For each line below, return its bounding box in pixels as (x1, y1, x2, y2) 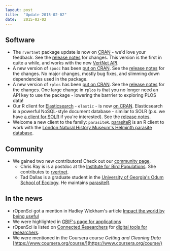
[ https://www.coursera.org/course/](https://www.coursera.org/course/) (12, 240, 162, 246)
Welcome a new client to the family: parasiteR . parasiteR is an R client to (12, 119, 164, 125)
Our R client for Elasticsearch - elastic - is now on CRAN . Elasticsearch (12, 103, 163, 109)
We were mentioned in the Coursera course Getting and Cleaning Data (12, 234, 161, 241)
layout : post (5, 7, 33, 13)
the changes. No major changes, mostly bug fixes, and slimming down (12, 70, 160, 77)
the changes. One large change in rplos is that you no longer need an (12, 87, 158, 93)
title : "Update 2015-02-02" (5, 12, 67, 17)
